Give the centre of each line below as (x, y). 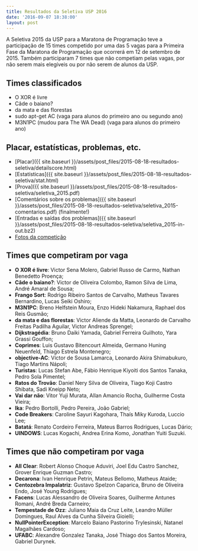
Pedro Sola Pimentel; (40, 377)
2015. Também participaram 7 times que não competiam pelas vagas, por (95, 58)
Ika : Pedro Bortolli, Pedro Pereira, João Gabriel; (72, 408)
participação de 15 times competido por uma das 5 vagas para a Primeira (95, 46)
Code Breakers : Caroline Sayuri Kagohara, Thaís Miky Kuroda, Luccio (100, 414)
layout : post (22, 22)
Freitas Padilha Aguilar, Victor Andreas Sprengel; (74, 326)
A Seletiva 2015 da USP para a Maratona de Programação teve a (84, 40)
